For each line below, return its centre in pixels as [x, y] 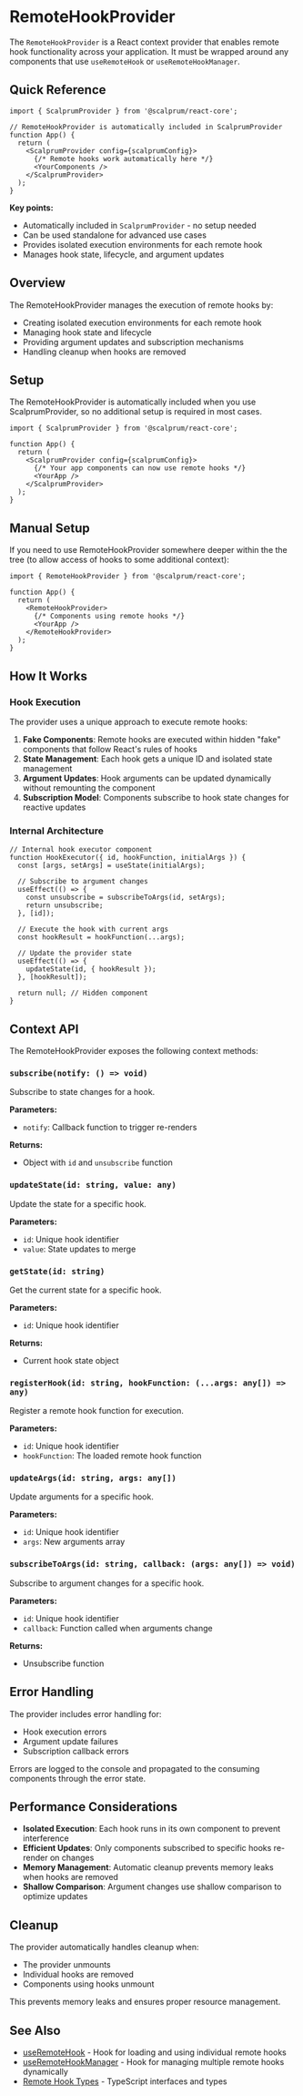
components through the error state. [78, 1778]
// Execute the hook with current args [93, 930]
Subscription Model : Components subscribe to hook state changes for [156, 797]
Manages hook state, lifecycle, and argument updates [123, 254]
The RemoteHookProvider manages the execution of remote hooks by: [141, 305]
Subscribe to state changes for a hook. [82, 1092]
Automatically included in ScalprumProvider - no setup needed [139, 225]
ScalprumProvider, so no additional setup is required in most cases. [136, 412]
